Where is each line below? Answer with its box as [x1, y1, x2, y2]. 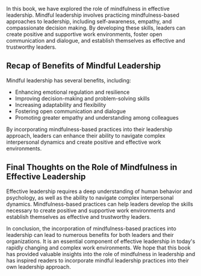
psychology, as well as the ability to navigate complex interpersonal [6, 194, 174, 201]
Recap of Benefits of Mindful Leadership [6, 61, 161, 71]
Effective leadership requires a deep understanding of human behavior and [6, 188, 193, 195]
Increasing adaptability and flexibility [14, 101, 107, 108]
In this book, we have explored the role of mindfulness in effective [6, 5, 170, 12]
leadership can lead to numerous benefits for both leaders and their [6, 231, 175, 238]
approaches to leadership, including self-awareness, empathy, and [6, 18, 172, 25]
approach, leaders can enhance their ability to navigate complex [6, 132, 165, 139]
